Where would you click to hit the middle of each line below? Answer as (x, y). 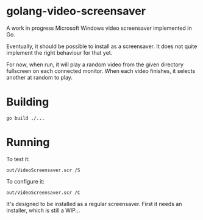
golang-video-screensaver (76, 11)
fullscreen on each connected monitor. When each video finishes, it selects (101, 70)
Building (28, 102)
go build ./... (26, 118)
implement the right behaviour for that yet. (59, 52)
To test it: (18, 159)
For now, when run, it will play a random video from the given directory (95, 64)
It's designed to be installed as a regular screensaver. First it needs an (94, 204)
